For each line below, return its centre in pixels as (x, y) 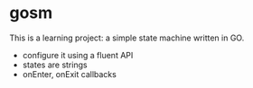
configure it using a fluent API (78, 55)
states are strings (55, 65)
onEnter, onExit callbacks (70, 74)
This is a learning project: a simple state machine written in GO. (127, 38)
